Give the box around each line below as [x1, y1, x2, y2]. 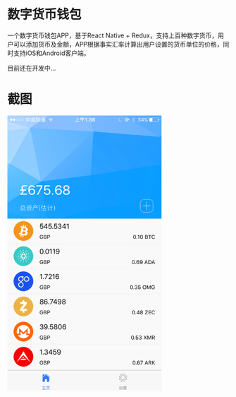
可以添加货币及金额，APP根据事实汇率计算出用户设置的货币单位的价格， [13, 40, 223, 48]
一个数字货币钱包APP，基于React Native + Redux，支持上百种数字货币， [7, 31, 218, 40]
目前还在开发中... [7, 64, 56, 72]
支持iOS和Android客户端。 [13, 49, 90, 57]
